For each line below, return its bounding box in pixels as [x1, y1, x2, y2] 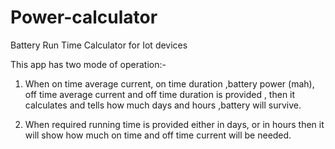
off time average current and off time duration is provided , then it [24, 88, 296, 100]
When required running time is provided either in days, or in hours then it [24, 118, 325, 130]
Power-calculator [10, 6, 158, 29]
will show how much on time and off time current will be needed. [24, 129, 292, 141]
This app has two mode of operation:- [10, 58, 167, 70]
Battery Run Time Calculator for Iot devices [10, 39, 188, 51]
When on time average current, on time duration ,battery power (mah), [24, 77, 315, 90]
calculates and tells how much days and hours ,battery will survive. [24, 99, 302, 111]
